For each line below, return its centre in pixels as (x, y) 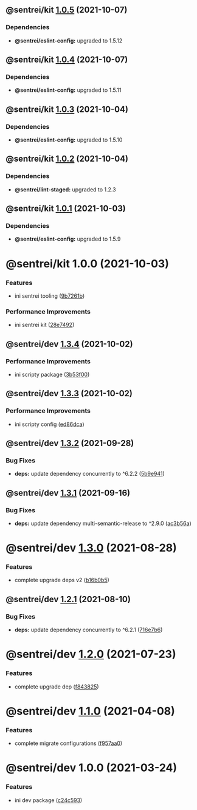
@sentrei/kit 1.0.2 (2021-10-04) (67, 159)
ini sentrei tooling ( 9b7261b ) (50, 296)
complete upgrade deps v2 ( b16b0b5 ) (62, 580)
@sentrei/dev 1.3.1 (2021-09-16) (68, 493)
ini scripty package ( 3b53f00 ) (52, 374)
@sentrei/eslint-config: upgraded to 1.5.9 (67, 239)
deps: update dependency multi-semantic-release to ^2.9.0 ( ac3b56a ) (103, 523)
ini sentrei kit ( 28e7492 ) (44, 325)
